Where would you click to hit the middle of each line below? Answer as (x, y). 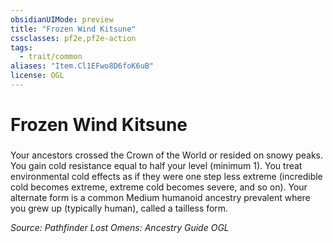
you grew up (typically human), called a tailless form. (119, 208)
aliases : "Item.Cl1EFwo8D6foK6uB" (82, 66)
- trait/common (51, 57)
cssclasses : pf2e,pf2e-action (73, 38)
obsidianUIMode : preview (62, 19)
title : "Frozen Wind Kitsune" (73, 29)
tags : (21, 47)
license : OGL (37, 76)
